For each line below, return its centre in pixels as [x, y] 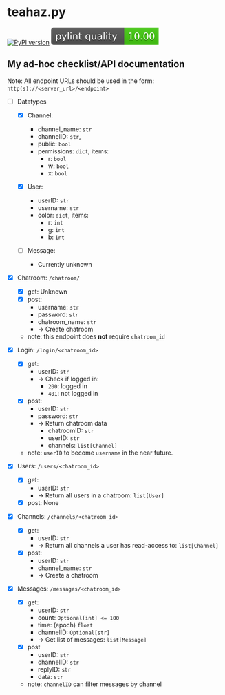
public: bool [54, 144]
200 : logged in [67, 386]
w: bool [58, 166]
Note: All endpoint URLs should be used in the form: [81, 81]
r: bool [57, 158]
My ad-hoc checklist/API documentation [96, 64]
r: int [55, 222]
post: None [43, 502]
